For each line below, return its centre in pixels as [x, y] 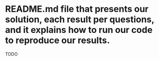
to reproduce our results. [57, 41]
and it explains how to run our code [79, 30]
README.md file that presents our [77, 9]
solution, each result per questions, [80, 19]
